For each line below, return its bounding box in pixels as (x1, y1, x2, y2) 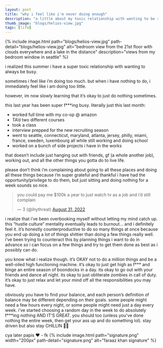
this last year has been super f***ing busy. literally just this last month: (5, 102, 146, 108)
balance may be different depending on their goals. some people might (5, 297, 147, 303)
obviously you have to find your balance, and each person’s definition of (5, 292, 149, 298)
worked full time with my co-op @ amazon (12, 112, 97, 117)
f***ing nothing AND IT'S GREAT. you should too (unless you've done (5, 312, 144, 318)
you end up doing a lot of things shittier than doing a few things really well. (5, 232, 154, 237)
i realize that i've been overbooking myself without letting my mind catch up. (5, 216, 158, 222)
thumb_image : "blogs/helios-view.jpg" (5, 20, 83, 26)
